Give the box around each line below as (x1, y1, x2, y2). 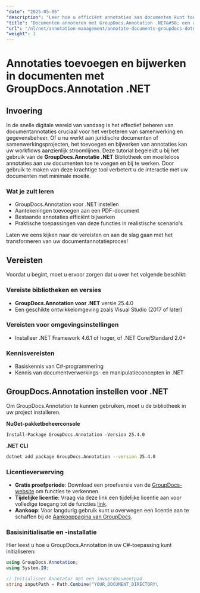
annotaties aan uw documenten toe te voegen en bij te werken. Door (6, 159, 174, 167)
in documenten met (6, 69, 105, 83)
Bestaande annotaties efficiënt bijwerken (14, 213, 115, 221)
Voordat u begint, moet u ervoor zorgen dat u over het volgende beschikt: (6, 271, 187, 278)
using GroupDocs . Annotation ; (6, 560, 79, 566)
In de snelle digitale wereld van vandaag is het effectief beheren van (6, 122, 174, 129)
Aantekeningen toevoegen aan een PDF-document (14, 207, 140, 214)
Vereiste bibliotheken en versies (6, 286, 102, 294)
